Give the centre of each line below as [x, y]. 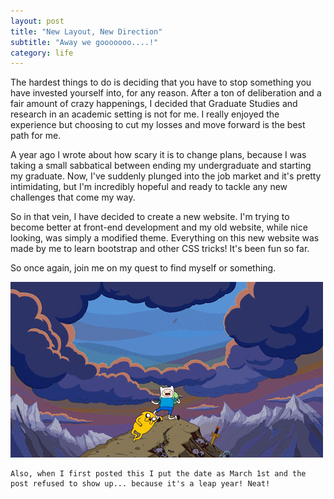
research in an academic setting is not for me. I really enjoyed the [145, 114]
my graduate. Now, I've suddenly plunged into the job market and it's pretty [166, 176]
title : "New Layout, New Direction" [86, 31]
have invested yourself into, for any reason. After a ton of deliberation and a [166, 93]
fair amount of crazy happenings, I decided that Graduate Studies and [154, 104]
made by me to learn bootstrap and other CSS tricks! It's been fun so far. [160, 249]
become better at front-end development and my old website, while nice [159, 227]
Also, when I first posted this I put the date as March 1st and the [158, 474]
